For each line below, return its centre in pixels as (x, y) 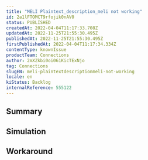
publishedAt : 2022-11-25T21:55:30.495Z (55, 39)
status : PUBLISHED (28, 22)
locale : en (19, 77)
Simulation (26, 132)
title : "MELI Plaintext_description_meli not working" (74, 11)
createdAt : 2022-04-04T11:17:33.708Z (52, 28)
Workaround (30, 152)
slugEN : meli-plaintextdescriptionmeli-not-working (70, 72)
